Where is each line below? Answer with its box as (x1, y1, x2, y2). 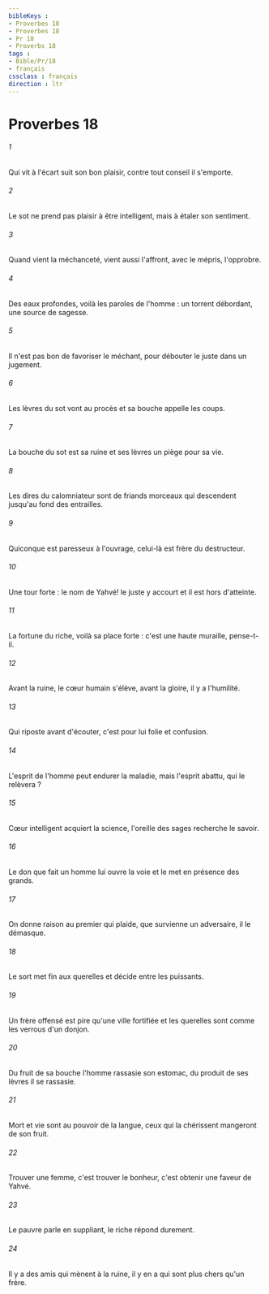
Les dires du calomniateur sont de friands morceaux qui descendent (8, 491, 237, 500)
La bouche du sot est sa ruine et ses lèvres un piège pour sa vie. (8, 448, 224, 457)
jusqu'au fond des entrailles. (8, 500, 104, 509)
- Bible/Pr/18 (8, 58, 57, 66)
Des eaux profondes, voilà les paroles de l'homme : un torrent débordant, (8, 298, 253, 309)
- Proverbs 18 (8, 42, 57, 50)
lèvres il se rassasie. (8, 1076, 76, 1086)
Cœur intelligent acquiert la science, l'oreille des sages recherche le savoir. (8, 823, 259, 833)
